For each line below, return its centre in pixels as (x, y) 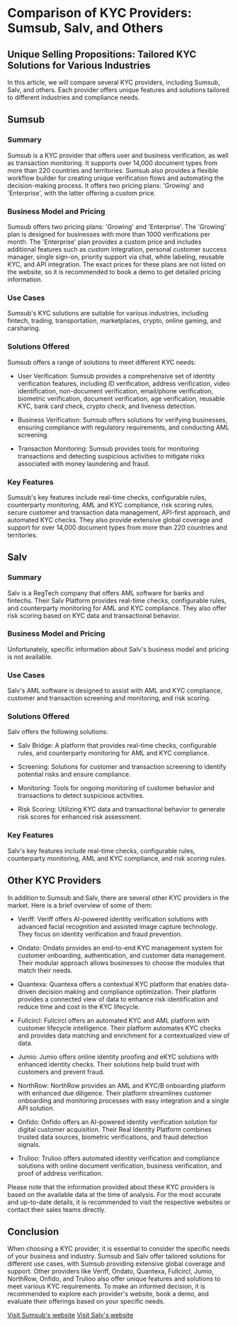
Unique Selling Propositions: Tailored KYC (102, 54)
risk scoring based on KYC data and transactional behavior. (94, 615)
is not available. (30, 656)
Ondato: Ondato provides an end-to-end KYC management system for (120, 948)
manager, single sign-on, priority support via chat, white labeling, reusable (116, 257)
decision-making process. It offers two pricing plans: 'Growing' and (106, 185)
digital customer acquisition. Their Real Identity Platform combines (114, 1129)
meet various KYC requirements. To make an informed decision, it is (106, 1286)
